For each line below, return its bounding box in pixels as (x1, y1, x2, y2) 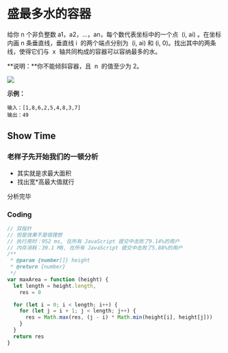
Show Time (7, 130, 56, 142)
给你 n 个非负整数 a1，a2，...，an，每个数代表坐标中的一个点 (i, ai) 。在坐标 (7, 30, 222, 38)
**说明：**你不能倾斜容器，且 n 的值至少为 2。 (7, 62, 143, 70)
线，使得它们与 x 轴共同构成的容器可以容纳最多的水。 (7, 47, 162, 56)
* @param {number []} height (10, 257, 90, 264)
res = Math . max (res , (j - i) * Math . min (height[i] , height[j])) (25, 314, 213, 321)
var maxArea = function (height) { (7, 276, 109, 283)
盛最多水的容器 (7, 6, 92, 22)
